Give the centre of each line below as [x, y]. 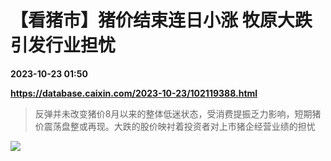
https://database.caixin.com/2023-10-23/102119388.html [134, 93]
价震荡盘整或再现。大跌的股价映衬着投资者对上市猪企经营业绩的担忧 [175, 126]
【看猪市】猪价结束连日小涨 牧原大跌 [161, 20]
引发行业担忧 [63, 45]
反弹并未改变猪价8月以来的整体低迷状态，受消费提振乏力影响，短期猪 [178, 113]
